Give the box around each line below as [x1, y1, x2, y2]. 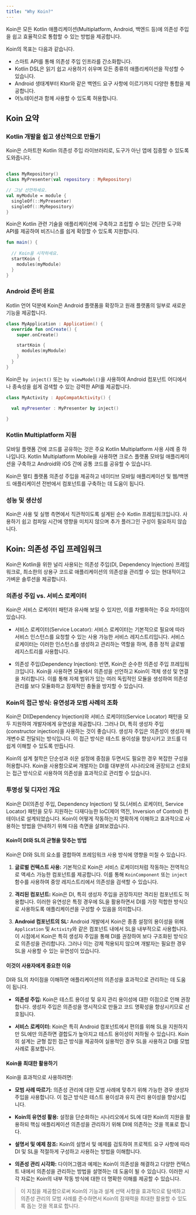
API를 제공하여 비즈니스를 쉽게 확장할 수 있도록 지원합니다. [6, 227, 139, 235]
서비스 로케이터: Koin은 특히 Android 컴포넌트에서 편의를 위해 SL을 [14, 1023, 168, 1030]
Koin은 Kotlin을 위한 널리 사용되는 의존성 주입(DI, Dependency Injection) [6, 561, 174, 568]
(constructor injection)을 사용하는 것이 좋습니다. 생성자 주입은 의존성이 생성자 [6, 728, 185, 735]
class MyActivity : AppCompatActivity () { [6, 394, 111, 400]
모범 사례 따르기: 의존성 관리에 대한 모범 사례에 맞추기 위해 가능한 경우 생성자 [14, 1086, 189, 1093]
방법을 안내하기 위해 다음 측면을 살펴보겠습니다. [21, 822, 130, 829]
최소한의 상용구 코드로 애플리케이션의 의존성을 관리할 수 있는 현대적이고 [23, 568, 186, 575]
